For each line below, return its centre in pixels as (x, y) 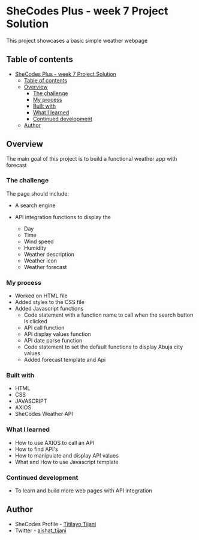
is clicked (36, 321)
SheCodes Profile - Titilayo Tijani (55, 524)
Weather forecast (45, 267)
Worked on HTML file (41, 296)
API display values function (57, 334)
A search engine (35, 205)
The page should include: (38, 193)
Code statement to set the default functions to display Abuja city (103, 347)
